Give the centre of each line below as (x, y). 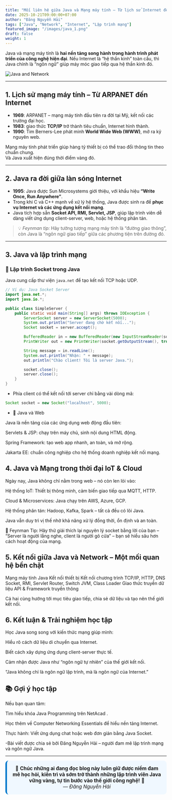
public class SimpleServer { (36, 308)
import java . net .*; (26, 295)
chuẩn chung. (20, 152)
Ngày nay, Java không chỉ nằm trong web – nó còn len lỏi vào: (71, 481)
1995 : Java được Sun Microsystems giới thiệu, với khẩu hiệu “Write (84, 191)
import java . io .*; (25, 299)
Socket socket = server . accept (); (60, 328)
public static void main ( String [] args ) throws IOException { (82, 313)
